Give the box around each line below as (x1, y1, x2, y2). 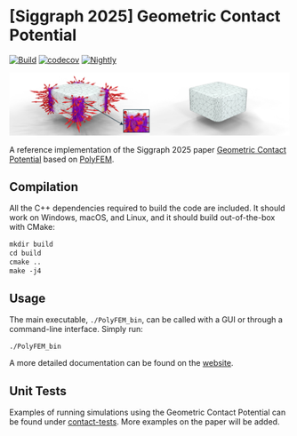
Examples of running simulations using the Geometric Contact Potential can (9, 407, 286, 418)
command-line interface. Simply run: (9, 324, 144, 335)
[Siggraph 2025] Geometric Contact (9, 6, 281, 27)
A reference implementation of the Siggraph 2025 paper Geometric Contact (9, 144, 287, 155)
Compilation (9, 179, 78, 194)
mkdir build (9, 240, 53, 250)
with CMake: (9, 222, 55, 233)
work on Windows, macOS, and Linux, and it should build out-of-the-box (9, 212, 276, 223)
